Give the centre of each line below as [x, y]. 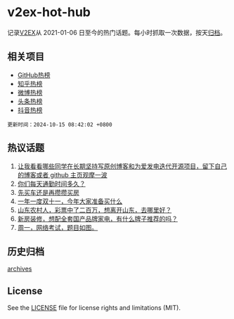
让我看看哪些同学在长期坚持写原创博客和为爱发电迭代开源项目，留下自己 [122, 166]
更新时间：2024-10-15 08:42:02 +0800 [60, 124]
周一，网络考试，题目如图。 [58, 227]
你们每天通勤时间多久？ [51, 184]
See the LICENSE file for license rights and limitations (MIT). [94, 308]
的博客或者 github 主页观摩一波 [62, 175]
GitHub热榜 [34, 75]
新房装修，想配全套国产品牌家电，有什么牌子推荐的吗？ [97, 219]
